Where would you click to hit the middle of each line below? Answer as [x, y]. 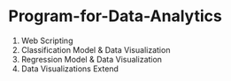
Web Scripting [47, 40]
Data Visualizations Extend [69, 69]
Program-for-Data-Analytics [115, 16]
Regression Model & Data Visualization [92, 59]
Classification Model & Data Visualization [96, 49]
